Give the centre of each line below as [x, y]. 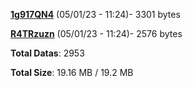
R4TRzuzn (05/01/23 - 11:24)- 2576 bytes [96, 33]
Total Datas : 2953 [47, 53]
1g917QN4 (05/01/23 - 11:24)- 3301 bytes [95, 14]
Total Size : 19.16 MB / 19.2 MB [72, 72]
